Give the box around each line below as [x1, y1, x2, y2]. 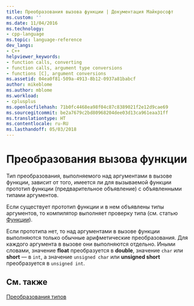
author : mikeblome [6, 82, 52, 88]
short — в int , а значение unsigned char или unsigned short [6, 253, 161, 260]
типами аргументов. [6, 191, 59, 199]
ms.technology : [6, 25, 45, 32]
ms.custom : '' [6, 14, 42, 20]
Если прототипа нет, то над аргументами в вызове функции [6, 227, 160, 235]
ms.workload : [6, 93, 39, 99]
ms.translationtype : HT [6, 115, 66, 121]
